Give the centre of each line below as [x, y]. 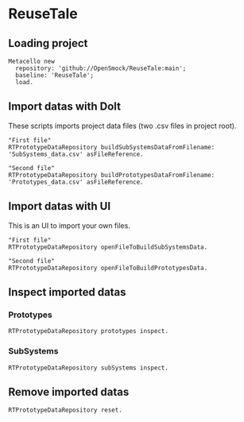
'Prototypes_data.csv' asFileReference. [76, 182]
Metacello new [32, 61]
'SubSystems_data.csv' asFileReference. [76, 154]
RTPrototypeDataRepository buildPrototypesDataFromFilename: [112, 175]
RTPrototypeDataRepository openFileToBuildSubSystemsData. [108, 247]
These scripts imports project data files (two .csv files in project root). [122, 126]
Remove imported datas [69, 392]
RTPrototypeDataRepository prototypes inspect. [89, 331]
